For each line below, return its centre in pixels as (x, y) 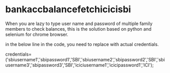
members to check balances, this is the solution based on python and (78, 29)
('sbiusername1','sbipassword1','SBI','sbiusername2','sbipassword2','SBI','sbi (85, 59)
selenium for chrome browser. (37, 34)
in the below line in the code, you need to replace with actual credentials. (82, 44)
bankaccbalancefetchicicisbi (68, 9)
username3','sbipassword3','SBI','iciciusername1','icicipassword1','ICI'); (80, 65)
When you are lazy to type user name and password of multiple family (79, 23)
